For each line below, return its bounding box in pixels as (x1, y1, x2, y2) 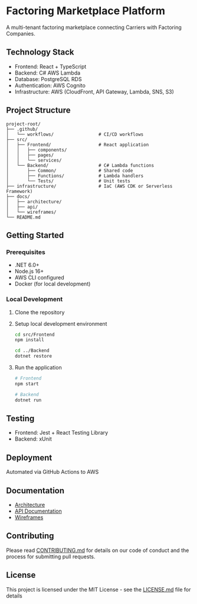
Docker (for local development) (14, 280, 91, 288)
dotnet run (14, 397, 42, 403)
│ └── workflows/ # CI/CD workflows (6, 131, 144, 137)
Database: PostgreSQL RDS (14, 75, 82, 82)
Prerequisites (6, 248, 45, 256)
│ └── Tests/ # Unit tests (6, 178, 131, 184)
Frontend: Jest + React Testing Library (14, 429, 109, 436)
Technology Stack (6, 47, 74, 57)
